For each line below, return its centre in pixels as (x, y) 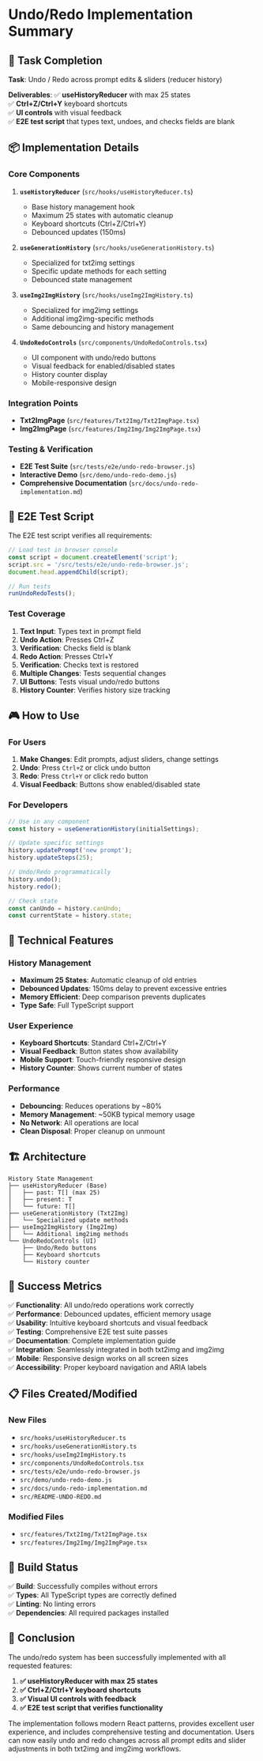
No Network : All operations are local (79, 1122)
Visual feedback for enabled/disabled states (103, 366)
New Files (28, 1420)
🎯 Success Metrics (55, 1286)
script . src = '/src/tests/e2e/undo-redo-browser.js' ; (99, 564)
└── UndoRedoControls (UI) (53, 1241)
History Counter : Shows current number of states (101, 1068)
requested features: (40, 1665)
